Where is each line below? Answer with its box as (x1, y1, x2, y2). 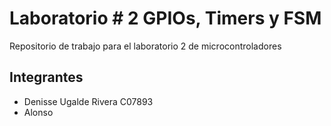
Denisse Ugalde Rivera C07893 (23, 95, 154, 107)
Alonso (23, 106, 54, 118)
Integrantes (9, 69, 84, 86)
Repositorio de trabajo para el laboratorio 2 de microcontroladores (9, 40, 282, 52)
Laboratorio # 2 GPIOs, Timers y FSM (9, 7, 322, 30)
